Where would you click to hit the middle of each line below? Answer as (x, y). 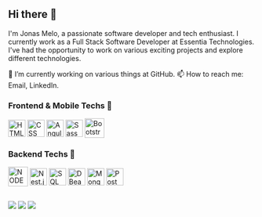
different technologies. (45, 58)
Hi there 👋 (33, 14)
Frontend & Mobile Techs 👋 (60, 105)
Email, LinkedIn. (34, 85)
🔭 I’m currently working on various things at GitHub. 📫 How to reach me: (126, 74)
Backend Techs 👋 (42, 154)
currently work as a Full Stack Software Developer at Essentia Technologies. (131, 42)
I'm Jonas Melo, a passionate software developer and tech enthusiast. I (124, 33)
